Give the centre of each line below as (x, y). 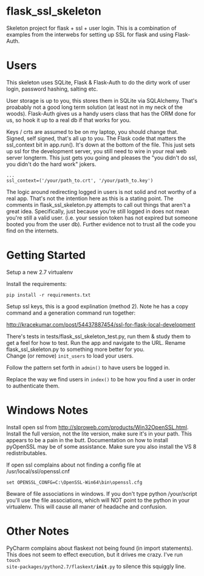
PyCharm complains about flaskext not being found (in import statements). (100, 548)
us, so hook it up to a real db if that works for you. (69, 120)
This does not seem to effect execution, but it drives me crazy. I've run (95, 554)
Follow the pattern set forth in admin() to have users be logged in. (88, 367)
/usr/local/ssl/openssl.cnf (38, 471)
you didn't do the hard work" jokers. (51, 164)
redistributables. (27, 453)
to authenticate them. (33, 386)
